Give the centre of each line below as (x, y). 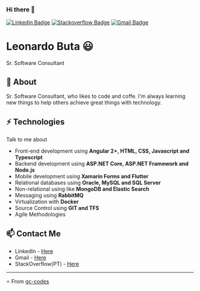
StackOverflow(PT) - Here (47, 264)
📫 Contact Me (34, 234)
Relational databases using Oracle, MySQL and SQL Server (88, 182)
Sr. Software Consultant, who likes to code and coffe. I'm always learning (96, 96)
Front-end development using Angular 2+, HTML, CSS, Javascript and (102, 151)
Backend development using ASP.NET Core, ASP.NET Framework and (101, 163)
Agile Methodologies (40, 214)
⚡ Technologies (35, 122)
